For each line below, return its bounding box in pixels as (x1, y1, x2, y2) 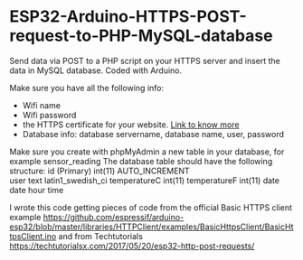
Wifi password (22, 109, 77, 120)
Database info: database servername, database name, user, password (22, 128, 285, 139)
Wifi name (22, 99, 62, 110)
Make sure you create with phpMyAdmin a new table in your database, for (9, 146, 285, 157)
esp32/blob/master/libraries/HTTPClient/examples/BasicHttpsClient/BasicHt (9, 221, 294, 232)
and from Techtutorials (58, 230, 143, 241)
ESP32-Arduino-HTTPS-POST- (9, 6, 247, 27)
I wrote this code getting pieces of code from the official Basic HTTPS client (9, 201, 292, 213)
